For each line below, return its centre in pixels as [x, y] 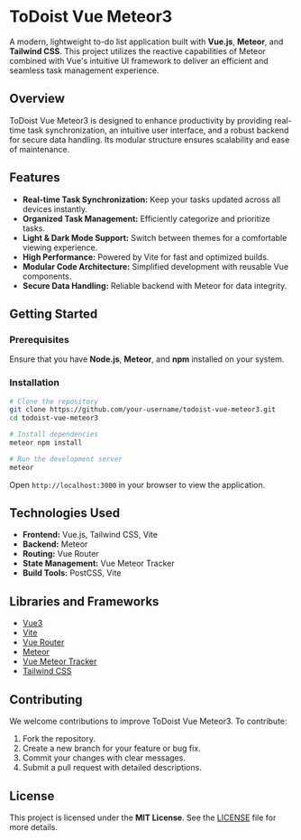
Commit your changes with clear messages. [104, 758]
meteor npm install [46, 443]
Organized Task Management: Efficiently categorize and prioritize [146, 218]
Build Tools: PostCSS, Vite [72, 573]
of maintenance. [40, 149]
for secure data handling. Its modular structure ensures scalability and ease [150, 139]
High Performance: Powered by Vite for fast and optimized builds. [146, 257]
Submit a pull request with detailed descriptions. [112, 768]
